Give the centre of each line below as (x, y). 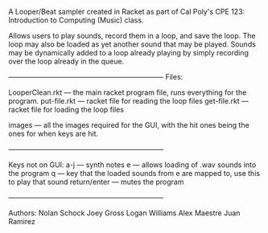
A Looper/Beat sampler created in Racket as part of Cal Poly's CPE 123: (127, 12)
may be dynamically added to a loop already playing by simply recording (129, 53)
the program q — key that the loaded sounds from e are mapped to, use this (134, 173)
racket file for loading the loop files (66, 109)
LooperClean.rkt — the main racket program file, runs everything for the (128, 92)
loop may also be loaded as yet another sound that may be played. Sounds (132, 44)
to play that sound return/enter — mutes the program (96, 182)
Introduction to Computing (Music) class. (76, 20)
